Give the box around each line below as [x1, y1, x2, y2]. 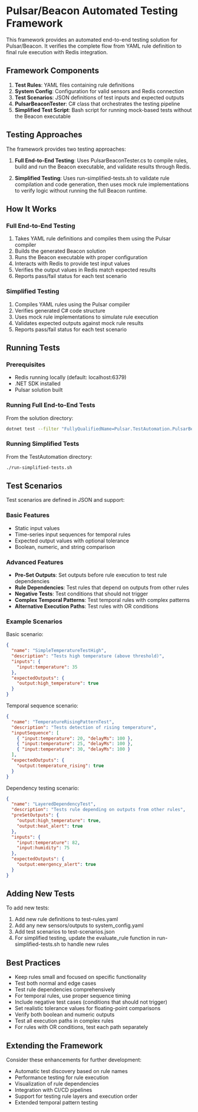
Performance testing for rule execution [14, 1074, 109, 1081]
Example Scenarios [6, 617, 63, 625]
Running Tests [6, 343, 60, 353]
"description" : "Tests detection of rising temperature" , [11, 724, 157, 730]
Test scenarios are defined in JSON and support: [6, 497, 125, 504]
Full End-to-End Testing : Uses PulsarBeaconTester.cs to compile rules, [14, 157, 189, 164]
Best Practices [6, 958, 61, 968]
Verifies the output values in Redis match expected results [14, 266, 156, 273]
